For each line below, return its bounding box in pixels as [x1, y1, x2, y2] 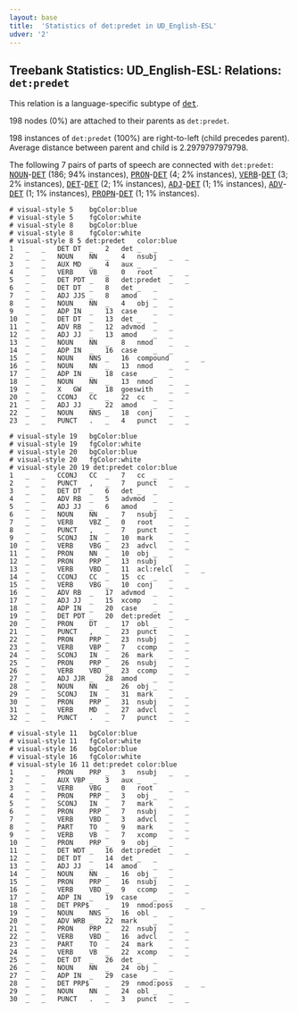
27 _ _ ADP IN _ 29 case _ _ [9, 971, 174, 981]
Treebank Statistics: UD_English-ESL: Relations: [9, 63, 283, 78]
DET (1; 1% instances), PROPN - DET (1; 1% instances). [9, 188, 200, 199]
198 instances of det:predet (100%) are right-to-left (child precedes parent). [9, 133, 290, 144]
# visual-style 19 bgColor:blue [9, 432, 138, 441]
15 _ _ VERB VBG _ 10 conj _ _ [9, 581, 190, 590]
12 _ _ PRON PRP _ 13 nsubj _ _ [9, 557, 190, 566]
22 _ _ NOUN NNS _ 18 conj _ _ [9, 408, 190, 418]
